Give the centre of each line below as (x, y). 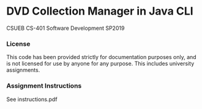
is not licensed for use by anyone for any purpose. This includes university (100, 64)
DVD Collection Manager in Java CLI (100, 11)
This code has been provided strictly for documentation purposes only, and (102, 57)
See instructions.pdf (32, 99)
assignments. (23, 70)
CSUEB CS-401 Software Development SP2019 (65, 28)
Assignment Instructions (44, 86)
